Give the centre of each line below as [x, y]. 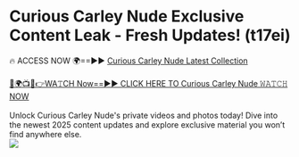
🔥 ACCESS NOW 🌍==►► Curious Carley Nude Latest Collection [129, 61]
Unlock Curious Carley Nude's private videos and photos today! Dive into [144, 115]
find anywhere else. [46, 134]
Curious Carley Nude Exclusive [127, 17]
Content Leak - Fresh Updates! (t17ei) [150, 35]
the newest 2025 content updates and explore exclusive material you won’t [147, 124]
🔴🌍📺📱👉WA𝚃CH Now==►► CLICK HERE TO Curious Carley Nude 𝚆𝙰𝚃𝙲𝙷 [149, 83]
